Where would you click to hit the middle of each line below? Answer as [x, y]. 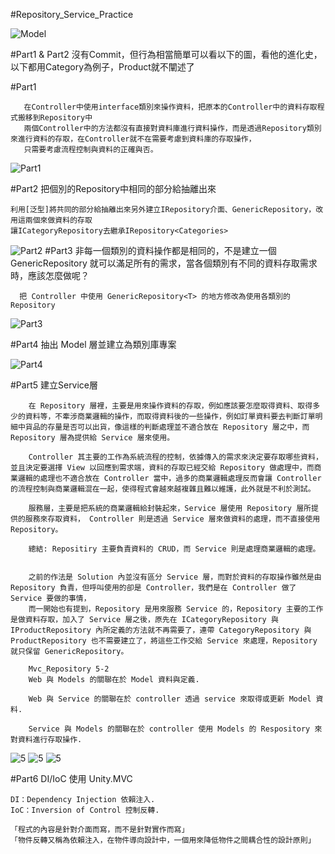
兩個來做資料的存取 [58, 220]
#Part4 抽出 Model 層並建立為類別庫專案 [93, 344]
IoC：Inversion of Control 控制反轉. [85, 810]
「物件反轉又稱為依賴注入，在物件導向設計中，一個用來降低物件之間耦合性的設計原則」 [163, 840]
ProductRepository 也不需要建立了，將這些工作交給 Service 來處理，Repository [164, 641]
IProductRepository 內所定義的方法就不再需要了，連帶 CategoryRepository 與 [161, 630]
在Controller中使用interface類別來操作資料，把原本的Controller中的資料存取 [170, 107]
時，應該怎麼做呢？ [50, 275]
